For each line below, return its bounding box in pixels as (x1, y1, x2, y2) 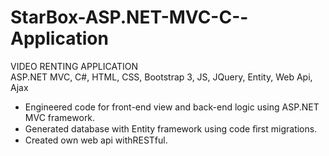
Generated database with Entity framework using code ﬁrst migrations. (24, 122, 318, 135)
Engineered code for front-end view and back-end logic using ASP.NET (24, 101, 320, 113)
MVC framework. (24, 111, 96, 123)
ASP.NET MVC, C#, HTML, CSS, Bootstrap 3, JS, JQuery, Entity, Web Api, (10, 71, 313, 83)
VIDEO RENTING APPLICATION (10, 60, 138, 72)
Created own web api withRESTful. (24, 134, 168, 146)
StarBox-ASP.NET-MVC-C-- (10, 6, 249, 29)
